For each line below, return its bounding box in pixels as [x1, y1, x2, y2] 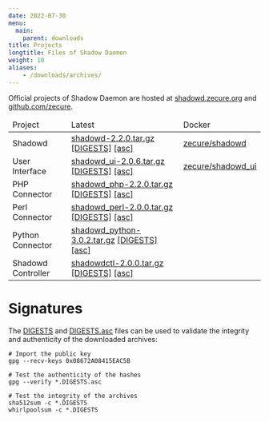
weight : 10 [8, 57, 45, 65]
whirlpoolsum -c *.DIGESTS [8, 405, 98, 414]
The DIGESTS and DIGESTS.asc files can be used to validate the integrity [8, 325, 250, 336]
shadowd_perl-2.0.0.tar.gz [70, 201, 174, 213]
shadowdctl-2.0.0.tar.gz [70, 257, 164, 269]
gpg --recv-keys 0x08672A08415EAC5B [8, 356, 130, 364]
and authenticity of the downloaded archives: [8, 334, 158, 344]
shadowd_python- [70, 225, 142, 236]
